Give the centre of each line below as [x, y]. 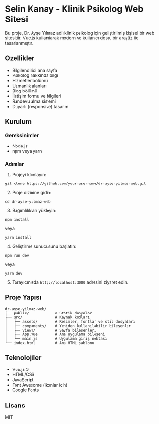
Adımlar [15, 164]
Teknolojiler [23, 358]
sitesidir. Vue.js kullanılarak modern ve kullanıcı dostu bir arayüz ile [72, 38]
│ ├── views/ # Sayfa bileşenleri [51, 330]
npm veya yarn [27, 151]
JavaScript [23, 380]
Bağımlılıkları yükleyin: [34, 210]
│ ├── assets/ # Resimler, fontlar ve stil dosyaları [70, 322]
